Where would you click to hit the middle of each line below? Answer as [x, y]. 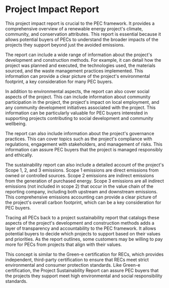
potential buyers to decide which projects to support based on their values [83, 233]
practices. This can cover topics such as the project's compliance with [79, 139]
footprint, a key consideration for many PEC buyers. [59, 81]
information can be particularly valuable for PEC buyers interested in [77, 113]
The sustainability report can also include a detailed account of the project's [85, 164]
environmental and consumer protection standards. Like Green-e [73, 265]
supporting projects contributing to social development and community [79, 118]
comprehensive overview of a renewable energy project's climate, [74, 28]
